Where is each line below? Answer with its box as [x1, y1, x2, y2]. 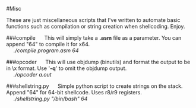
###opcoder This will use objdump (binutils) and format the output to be [6, 59, 191, 65]
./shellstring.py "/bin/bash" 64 [13, 95, 88, 102]
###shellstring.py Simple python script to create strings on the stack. [6, 82, 183, 90]
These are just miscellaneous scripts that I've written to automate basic [6, 17, 181, 23]
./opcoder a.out [13, 71, 52, 78]
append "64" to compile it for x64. [6, 41, 90, 47]
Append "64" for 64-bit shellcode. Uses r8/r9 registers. [6, 89, 143, 96]
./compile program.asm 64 [13, 47, 79, 54]
